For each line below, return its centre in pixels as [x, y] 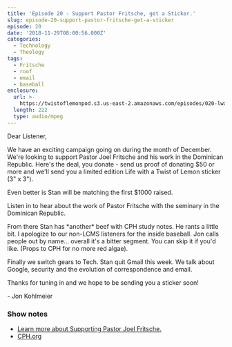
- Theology [29, 53]
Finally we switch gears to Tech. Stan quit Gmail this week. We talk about [111, 262]
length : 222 [31, 110]
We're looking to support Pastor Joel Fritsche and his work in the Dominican [115, 157]
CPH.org [29, 336]
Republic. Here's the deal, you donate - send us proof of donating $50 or [111, 164]
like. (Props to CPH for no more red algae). [68, 248]
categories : [24, 39]
